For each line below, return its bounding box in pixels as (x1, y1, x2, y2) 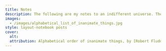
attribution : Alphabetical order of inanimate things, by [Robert (9, 39, 149, 44)
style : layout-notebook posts (5, 25, 68, 30)
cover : (5, 30, 19, 34)
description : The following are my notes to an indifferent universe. (5, 12, 154, 17)
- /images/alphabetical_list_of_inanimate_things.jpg (9, 20, 123, 26)
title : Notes (5, 7, 32, 12)
